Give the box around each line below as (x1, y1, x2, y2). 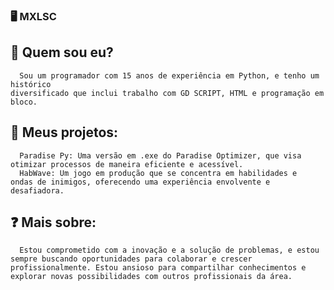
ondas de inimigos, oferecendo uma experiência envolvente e (10, 177, 271, 187)
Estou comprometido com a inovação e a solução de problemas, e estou (19, 245, 320, 256)
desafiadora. (10, 185, 65, 196)
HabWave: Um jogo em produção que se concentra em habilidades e (19, 168, 298, 178)
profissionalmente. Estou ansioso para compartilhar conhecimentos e (10, 263, 307, 273)
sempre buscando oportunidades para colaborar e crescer (10, 254, 253, 264)
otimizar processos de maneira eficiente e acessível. (10, 159, 244, 169)
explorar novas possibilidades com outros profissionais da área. (10, 272, 293, 282)
